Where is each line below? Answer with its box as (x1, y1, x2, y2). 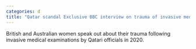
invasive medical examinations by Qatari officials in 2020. (6, 36, 144, 43)
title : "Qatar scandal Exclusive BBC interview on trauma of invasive (6, 14, 181, 20)
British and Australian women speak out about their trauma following (6, 30, 171, 37)
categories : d (6, 8, 41, 15)
